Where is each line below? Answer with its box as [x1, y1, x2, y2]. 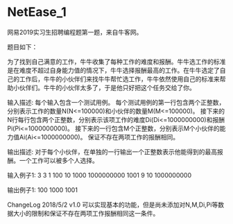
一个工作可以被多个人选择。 [19, 156, 98, 164]
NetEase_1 [7, 4, 67, 20]
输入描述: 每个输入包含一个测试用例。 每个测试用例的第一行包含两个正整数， [7, 98, 225, 106]
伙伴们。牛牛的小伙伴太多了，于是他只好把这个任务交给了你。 [19, 83, 196, 92]
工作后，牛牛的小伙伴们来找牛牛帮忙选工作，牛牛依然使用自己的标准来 [19, 74, 220, 83]
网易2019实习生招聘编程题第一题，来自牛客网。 [7, 28, 143, 36]
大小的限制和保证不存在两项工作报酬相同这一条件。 [12, 209, 159, 217]
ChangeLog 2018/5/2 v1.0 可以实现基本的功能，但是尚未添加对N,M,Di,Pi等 [7, 200, 218, 209]
